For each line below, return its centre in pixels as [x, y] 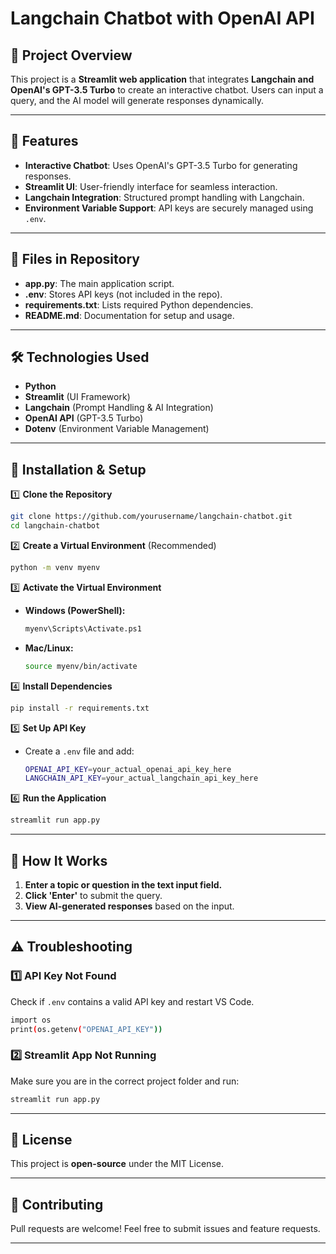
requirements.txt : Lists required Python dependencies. [139, 304]
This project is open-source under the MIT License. [117, 1164]
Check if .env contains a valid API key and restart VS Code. [132, 1001]
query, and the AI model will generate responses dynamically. [137, 100]
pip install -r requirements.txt [80, 708]
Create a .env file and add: [79, 751]
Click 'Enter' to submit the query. [93, 895]
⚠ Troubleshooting [71, 947]
